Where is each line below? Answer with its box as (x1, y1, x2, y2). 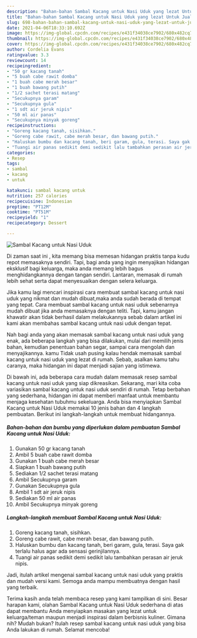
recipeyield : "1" (6, 214, 49, 221)
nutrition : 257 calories (6, 193, 67, 199)
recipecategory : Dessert (6, 220, 67, 226)
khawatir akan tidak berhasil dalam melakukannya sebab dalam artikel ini (6, 313, 182, 320)
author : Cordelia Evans (6, 47, 65, 53)
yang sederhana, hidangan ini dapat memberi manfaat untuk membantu (6, 392, 179, 399)
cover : (6, 41, 23, 47)
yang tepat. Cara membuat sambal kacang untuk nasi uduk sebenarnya (6, 301, 179, 308)
